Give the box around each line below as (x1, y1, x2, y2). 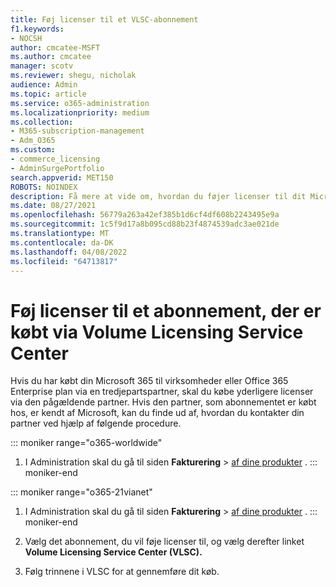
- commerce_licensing (10, 154, 101, 164)
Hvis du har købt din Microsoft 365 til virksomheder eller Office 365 (10, 375, 289, 387)
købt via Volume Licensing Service (10, 321, 304, 343)
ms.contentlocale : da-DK (10, 237, 114, 248)
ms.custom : (10, 145, 56, 155)
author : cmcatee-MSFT (10, 42, 101, 53)
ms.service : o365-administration (10, 98, 150, 108)
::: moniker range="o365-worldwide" (10, 437, 163, 449)
